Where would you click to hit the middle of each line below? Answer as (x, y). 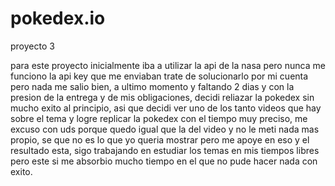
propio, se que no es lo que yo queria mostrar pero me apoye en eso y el (160, 139)
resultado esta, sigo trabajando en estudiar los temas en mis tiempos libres (165, 150)
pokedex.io (58, 18)
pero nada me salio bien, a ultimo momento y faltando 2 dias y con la (152, 86)
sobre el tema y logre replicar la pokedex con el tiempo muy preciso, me (159, 118)
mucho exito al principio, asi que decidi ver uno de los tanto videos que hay (166, 108)
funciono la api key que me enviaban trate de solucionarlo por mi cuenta (159, 76)
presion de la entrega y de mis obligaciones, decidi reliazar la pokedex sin (162, 97)
